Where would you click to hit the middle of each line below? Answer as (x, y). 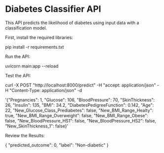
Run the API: (18, 56)
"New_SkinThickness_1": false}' (37, 126)
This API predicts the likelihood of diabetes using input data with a (72, 23)
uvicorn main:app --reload (32, 66)
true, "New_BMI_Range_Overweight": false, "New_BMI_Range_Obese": (77, 115)
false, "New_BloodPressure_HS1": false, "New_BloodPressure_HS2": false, (81, 121)
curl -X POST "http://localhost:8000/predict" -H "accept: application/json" (81, 85)
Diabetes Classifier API (53, 9)
